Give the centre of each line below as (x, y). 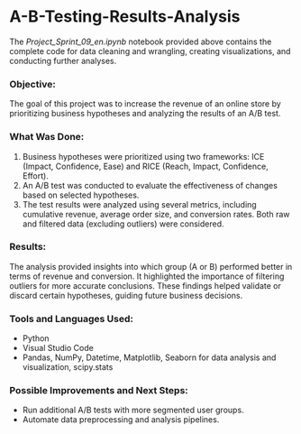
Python (36, 338)
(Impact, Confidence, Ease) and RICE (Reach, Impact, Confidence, (145, 166)
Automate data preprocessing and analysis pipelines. (121, 420)
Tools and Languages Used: (71, 319)
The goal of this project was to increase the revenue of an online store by (145, 104)
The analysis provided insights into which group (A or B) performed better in (151, 266)
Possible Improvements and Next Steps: (99, 391)
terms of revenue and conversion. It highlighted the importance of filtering (147, 276)
